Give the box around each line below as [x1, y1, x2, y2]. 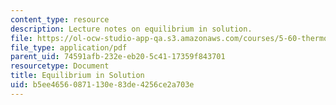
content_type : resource [10, 14, 110, 25]
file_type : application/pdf [10, 42, 128, 53]
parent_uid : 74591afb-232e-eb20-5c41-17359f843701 [10, 52, 226, 62]
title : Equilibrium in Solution [10, 71, 145, 81]
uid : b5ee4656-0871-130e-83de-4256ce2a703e [10, 80, 195, 90]
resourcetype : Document [10, 61, 110, 71]
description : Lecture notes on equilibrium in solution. [10, 24, 253, 34]
